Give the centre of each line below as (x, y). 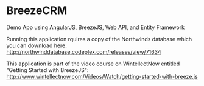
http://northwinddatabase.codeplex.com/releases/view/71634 (84, 51)
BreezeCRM (37, 11)
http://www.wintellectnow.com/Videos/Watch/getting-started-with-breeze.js (102, 76)
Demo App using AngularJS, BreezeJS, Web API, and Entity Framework (95, 27)
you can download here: (37, 45)
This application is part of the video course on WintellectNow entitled (93, 64)
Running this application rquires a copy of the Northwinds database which (99, 39)
